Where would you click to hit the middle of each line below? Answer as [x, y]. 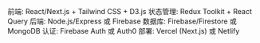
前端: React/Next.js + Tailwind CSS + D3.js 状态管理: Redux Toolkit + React [130, 11]
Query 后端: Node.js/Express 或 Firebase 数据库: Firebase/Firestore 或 [122, 21]
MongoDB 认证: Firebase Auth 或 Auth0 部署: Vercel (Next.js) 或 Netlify [124, 31]
